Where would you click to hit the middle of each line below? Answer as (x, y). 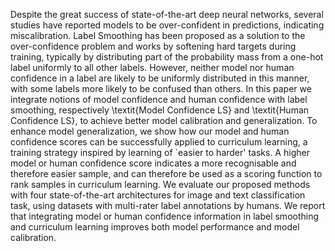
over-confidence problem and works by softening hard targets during (153, 46)
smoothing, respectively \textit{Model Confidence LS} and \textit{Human (160, 110)
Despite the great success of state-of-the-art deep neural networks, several (167, 14)
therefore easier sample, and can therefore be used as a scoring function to (166, 173)
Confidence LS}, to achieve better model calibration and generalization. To (164, 120)
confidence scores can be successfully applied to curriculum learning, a (159, 142)
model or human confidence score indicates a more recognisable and (153, 163)
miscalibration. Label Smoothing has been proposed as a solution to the (158, 35)
